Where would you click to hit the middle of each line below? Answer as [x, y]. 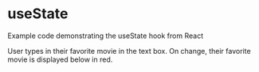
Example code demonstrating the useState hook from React [106, 36]
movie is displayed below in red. [60, 59]
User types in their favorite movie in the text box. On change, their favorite [129, 51]
